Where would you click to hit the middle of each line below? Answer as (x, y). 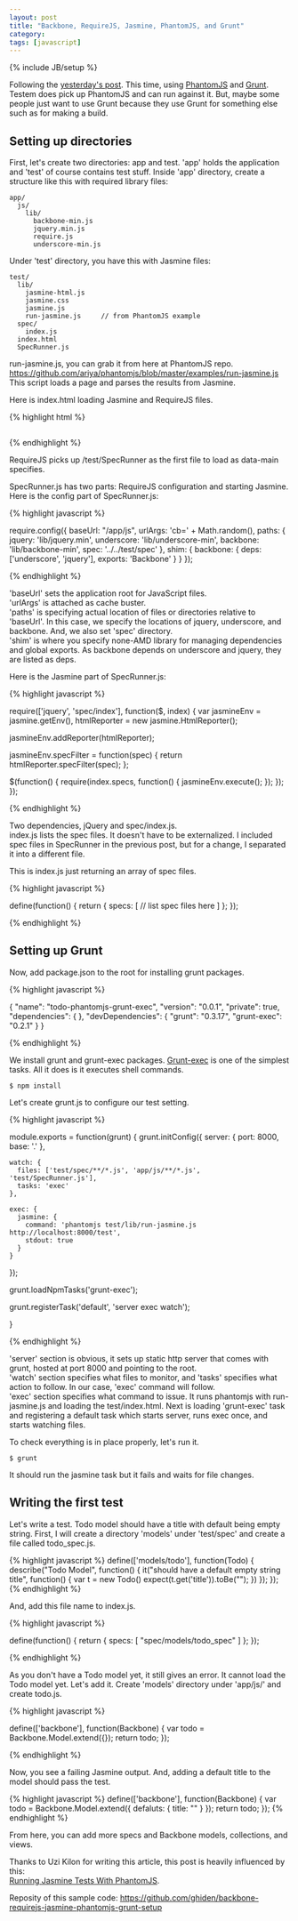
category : (28, 34)
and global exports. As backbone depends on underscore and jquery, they (145, 650)
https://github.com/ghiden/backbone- (189, 1897)
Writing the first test (67, 1503)
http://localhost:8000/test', (65, 1233)
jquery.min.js (59, 229)
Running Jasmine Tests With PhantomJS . (85, 1880)
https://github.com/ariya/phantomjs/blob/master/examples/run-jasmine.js (144, 374)
